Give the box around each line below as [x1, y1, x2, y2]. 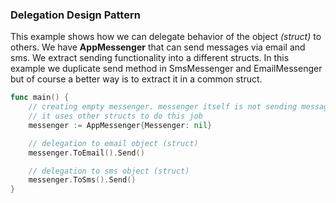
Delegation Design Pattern [10, 8, 141, 22]
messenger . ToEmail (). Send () [28, 148, 145, 158]
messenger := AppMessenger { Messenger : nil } [28, 120, 213, 130]
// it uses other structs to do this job [28, 111, 203, 122]
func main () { [10, 93, 70, 103]
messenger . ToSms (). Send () [28, 175, 137, 185]
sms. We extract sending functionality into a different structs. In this [10, 52, 290, 64]
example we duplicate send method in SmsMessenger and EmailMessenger [10, 63, 323, 75]
